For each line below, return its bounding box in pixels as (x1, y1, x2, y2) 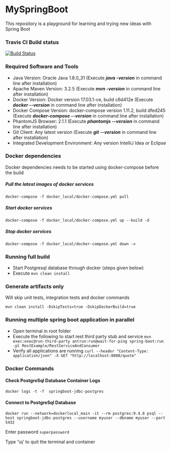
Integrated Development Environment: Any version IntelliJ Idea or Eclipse (12, 139, 166, 146)
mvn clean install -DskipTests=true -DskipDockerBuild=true (5, 304, 136, 310)
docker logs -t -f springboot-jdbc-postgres (5, 389, 104, 394)
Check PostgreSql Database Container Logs (5, 377, 101, 384)
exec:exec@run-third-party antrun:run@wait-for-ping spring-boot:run (12, 339, 164, 344)
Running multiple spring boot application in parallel (5, 316, 135, 323)
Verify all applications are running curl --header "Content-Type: (12, 347, 149, 353)
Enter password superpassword (5, 429, 70, 435)
